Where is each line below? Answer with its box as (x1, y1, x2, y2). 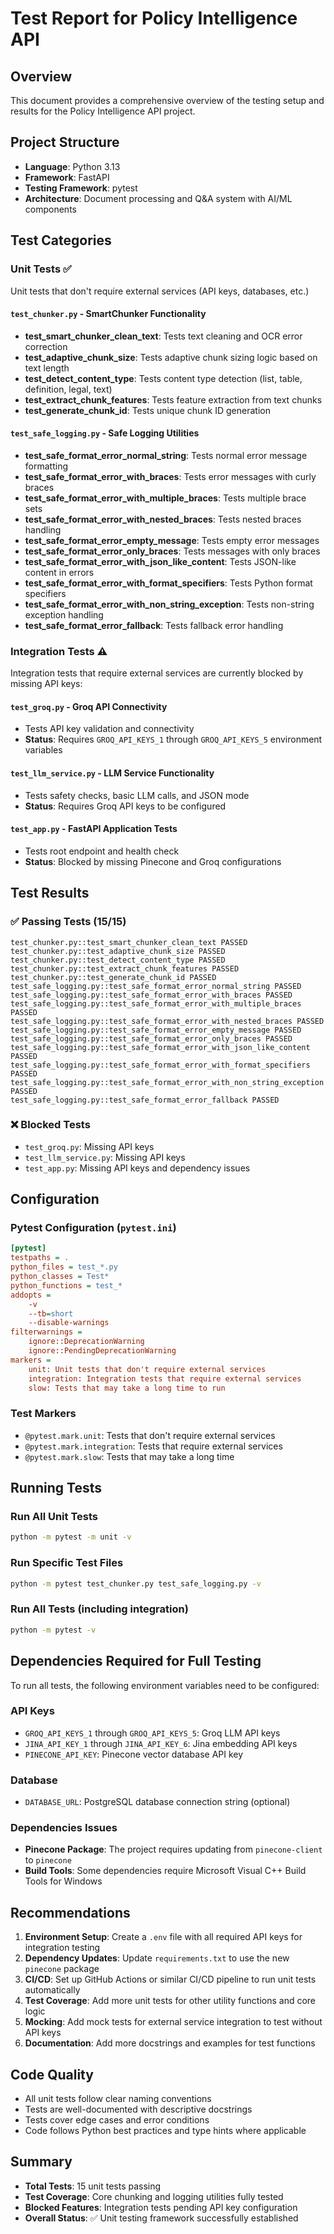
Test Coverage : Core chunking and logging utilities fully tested (24, 2190, 284, 2202)
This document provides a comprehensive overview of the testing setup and (10, 95, 325, 106)
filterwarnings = (10, 1327, 83, 1337)
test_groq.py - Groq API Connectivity (10, 700, 168, 712)
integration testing (24, 1942, 101, 1954)
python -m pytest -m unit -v (10, 1532, 132, 1542)
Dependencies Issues (10, 1821, 118, 1835)
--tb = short (28, 1308, 74, 1319)
